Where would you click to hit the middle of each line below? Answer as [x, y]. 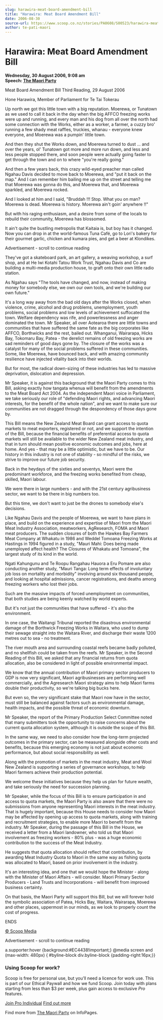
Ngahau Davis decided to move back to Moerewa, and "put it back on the [78, 174]
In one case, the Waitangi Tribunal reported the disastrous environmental [78, 623]
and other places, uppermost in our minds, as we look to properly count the [81, 907]
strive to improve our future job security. [45, 459]
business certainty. [24, 887]
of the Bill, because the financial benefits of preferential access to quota [77, 434]
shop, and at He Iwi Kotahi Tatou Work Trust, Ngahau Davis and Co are [76, 263]
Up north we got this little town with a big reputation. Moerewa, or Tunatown [81, 109]
